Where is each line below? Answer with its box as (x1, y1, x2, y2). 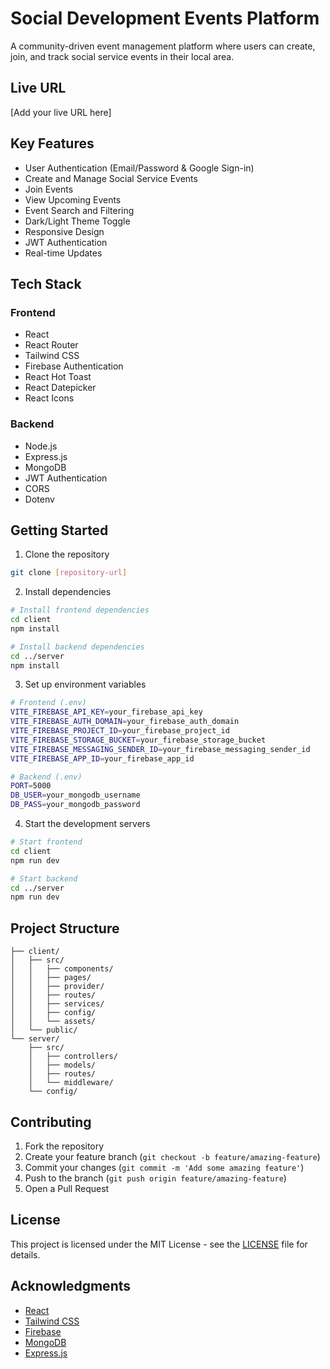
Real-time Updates (24, 247, 103, 259)
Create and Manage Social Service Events (24, 172, 198, 184)
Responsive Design (24, 225, 105, 237)
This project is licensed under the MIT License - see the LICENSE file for (10, 1238, 308, 1250)
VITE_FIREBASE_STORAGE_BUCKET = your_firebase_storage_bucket (10, 735, 267, 745)
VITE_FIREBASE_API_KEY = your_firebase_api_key (10, 707, 203, 717)
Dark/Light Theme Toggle (24, 215, 131, 227)
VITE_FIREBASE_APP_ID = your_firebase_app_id (10, 753, 195, 764)
